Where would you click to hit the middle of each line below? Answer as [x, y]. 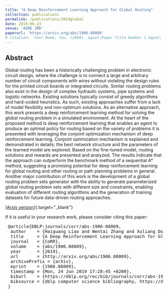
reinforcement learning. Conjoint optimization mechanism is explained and [82, 139]
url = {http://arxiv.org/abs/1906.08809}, [71, 256]
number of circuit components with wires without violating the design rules [82, 80]
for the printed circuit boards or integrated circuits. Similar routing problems [83, 86]
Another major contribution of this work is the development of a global [77, 176]
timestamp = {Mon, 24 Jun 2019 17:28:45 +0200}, [71, 271]
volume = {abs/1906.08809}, [49, 246]
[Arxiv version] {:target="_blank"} [39, 207]
